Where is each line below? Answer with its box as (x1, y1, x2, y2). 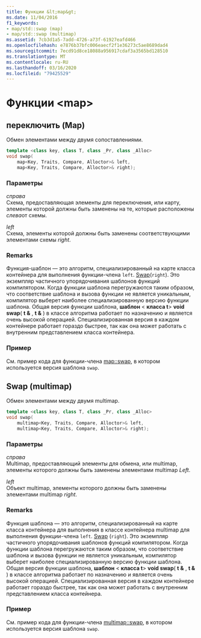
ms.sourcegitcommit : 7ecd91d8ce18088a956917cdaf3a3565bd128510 (6, 48, 169, 54)
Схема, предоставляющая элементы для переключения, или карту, (6, 199, 181, 206)
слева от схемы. (6, 212, 47, 219)
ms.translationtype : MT (6, 54, 66, 60)
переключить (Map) (6, 120, 85, 130)
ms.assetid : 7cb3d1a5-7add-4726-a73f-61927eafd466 (6, 37, 136, 43)
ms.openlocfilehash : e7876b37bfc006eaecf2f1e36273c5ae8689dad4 (6, 43, 169, 49)
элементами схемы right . (6, 236, 71, 244)
